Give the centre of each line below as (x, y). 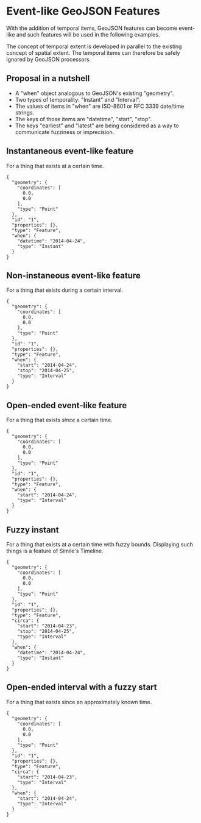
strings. (25, 112)
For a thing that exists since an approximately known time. (79, 702)
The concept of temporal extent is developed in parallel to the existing (94, 46)
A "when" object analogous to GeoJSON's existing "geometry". (94, 93)
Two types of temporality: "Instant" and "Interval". (78, 99)
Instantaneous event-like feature (70, 151)
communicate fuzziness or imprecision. (65, 132)
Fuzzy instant (33, 530)
